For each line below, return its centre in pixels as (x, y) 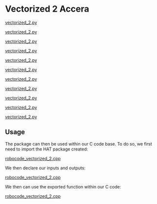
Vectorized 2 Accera (47, 9)
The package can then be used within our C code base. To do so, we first (78, 144)
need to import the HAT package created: (47, 149)
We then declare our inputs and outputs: (45, 168)
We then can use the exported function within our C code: (63, 186)
